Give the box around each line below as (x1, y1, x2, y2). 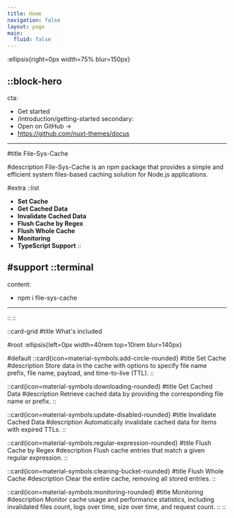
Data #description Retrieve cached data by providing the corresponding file (7, 389, 224, 398)
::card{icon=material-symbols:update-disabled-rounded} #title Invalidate (7, 410, 217, 419)
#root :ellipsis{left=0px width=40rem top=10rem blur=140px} (7, 340, 182, 348)
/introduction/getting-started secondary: (17, 114, 134, 122)
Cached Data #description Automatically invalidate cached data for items (7, 418, 217, 426)
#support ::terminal (7, 261, 94, 273)
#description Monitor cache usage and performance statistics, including (7, 495, 214, 503)
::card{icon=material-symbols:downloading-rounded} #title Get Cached (7, 382, 213, 390)
